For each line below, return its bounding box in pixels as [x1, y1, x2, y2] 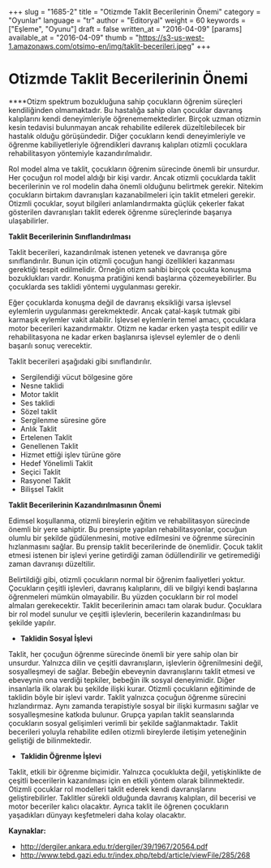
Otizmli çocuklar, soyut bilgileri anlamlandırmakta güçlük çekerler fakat [8, 198, 245, 208]
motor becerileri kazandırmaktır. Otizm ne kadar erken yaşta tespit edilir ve [8, 323, 258, 333]
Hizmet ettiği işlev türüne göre [19, 450, 122, 460]
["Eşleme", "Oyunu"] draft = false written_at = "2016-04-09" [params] [8, 24, 243, 33]
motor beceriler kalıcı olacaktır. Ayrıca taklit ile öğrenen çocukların [8, 801, 229, 811]
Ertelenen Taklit [19, 432, 73, 442]
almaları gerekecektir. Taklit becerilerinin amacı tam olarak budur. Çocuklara [8, 600, 262, 610]
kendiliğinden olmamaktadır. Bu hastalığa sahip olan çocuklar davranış [8, 105, 243, 114]
